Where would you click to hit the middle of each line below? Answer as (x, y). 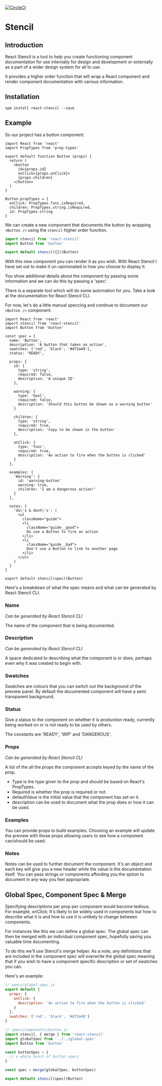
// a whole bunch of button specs (44, 1057)
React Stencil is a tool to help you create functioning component (69, 57)
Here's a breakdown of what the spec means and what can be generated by (81, 587)
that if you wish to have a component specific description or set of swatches (81, 962)
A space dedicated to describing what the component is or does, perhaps (78, 658)
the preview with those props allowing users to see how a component (74, 836)
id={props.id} (32, 169)
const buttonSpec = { (27, 1052)
